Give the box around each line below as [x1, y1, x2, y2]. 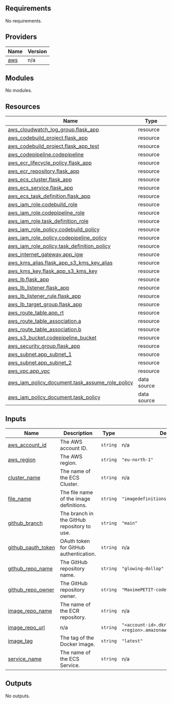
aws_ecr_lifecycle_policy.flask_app [8, 159, 92, 167]
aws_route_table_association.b [8, 326, 82, 333]
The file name [60, 489, 93, 496]
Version [27, 48, 47, 55]
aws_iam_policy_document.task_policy [8, 394, 101, 401]
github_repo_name [8, 565, 53, 572]
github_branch [8, 520, 43, 527]
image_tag [8, 637, 33, 645]
